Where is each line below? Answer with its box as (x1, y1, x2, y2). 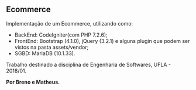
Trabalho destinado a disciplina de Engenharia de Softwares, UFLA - (6, 61, 171, 68)
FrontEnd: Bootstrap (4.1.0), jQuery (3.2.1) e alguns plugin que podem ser (14, 37, 190, 44)
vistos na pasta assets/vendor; (14, 44, 89, 51)
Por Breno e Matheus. (6, 78, 60, 85)
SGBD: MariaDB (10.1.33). (14, 49, 75, 57)
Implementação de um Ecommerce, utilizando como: (6, 20, 133, 27)
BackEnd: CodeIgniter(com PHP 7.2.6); (14, 31, 108, 38)
